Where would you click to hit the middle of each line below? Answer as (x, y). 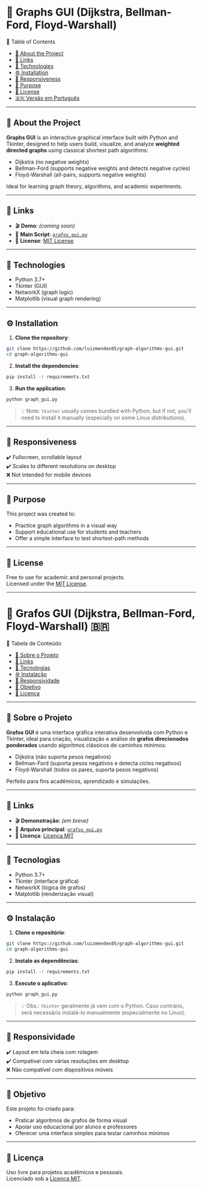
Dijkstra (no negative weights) (52, 162)
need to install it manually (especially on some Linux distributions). (103, 418)
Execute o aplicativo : (41, 983)
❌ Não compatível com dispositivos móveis (60, 1070)
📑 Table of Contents (31, 41)
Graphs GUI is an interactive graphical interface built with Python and (92, 137)
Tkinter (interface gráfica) (47, 881)
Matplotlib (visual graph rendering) (58, 299)
